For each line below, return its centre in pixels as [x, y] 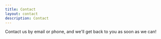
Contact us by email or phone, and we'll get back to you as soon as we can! [81, 32]
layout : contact [21, 14]
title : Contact [20, 9]
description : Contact [27, 18]
